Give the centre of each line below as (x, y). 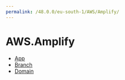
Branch (23, 64)
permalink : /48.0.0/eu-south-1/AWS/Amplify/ (62, 12)
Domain (24, 71)
